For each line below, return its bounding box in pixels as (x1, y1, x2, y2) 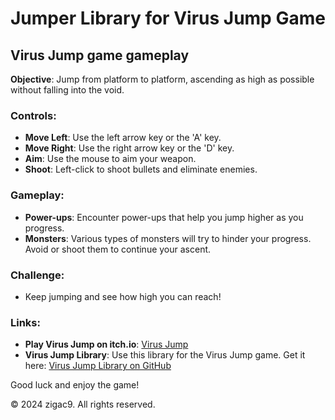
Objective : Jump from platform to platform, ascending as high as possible (10, 73, 315, 85)
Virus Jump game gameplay (10, 47, 190, 64)
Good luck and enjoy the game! (10, 379, 140, 391)
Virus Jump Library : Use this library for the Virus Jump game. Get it (24, 349, 306, 361)
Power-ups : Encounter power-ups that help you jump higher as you (24, 211, 304, 223)
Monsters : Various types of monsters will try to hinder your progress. (24, 232, 312, 244)
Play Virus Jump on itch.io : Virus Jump (24, 338, 189, 351)
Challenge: (10, 268, 65, 282)
